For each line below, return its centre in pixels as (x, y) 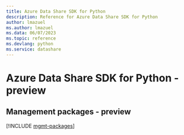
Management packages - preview (69, 112)
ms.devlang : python (30, 44)
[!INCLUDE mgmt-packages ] (40, 126)
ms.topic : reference (31, 38)
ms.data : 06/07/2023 (31, 33)
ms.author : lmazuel (30, 28)
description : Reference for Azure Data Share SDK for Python (82, 17)
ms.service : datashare (34, 49)
